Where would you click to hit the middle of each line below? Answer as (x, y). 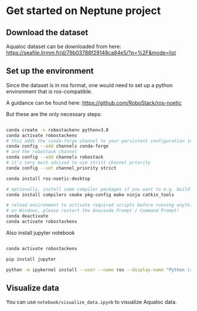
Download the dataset (47, 33)
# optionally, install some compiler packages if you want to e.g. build (98, 189)
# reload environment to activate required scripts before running (90, 205)
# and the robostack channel (42, 152)
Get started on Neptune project (84, 11)
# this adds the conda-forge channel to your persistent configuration (95, 141)
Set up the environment (50, 71)
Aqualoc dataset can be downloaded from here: (64, 46)
